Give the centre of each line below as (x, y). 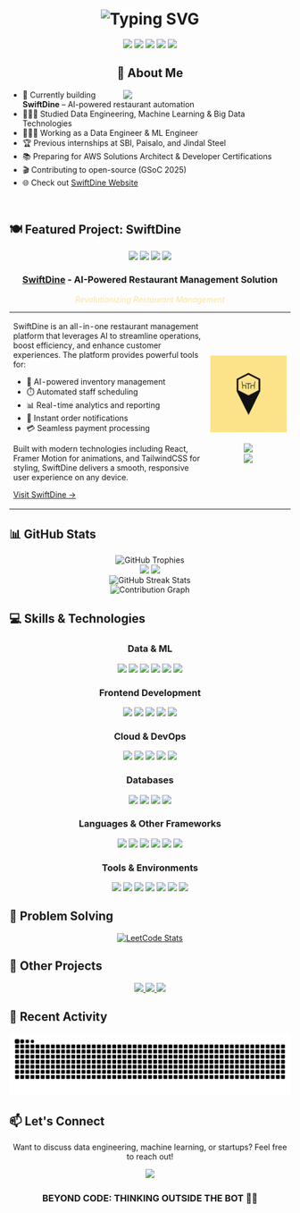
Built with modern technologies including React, (100, 448)
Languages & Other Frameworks (150, 824)
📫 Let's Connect (57, 1121)
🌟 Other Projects (56, 966)
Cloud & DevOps (150, 736)
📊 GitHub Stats (53, 534)
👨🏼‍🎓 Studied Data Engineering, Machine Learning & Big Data (133, 114)
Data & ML (150, 649)
